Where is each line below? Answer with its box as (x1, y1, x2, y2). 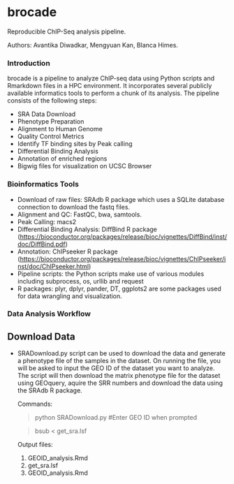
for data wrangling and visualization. (17, 291, 122, 300)
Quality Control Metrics (17, 132, 85, 140)
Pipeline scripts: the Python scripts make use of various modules (17, 270, 205, 278)
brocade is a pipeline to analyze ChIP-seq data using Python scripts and (7, 74, 215, 82)
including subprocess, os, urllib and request (17, 277, 145, 285)
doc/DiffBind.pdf (17, 240, 66, 248)
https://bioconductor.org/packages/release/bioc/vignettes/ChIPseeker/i (20, 254, 226, 263)
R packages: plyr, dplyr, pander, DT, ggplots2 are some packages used (17, 284, 221, 293)
